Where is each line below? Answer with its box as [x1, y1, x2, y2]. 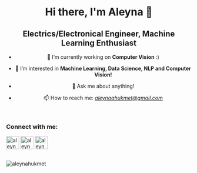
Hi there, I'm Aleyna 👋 [45, 5, 153, 19]
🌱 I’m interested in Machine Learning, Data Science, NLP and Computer [15, 65, 191, 72]
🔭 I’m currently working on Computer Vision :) [46, 54, 160, 61]
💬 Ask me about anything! [72, 82, 135, 89]
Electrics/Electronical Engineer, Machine [22, 29, 175, 39]
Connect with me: [6, 122, 58, 131]
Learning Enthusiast [61, 38, 137, 48]
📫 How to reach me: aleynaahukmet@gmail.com [43, 94, 163, 101]
